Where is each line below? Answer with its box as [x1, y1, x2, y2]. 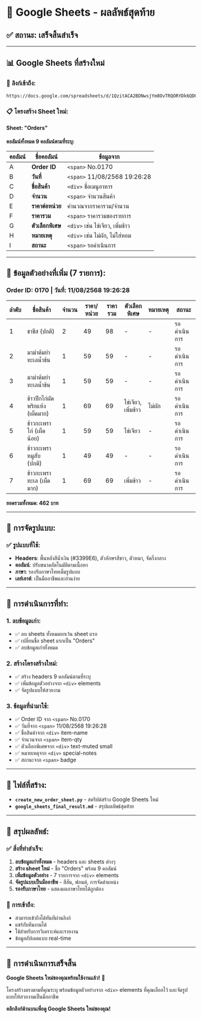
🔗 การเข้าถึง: [6, 900, 35, 909]
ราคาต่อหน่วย [31, 202, 62, 210]
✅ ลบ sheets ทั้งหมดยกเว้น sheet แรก [14, 630, 98, 637]
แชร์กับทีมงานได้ [14, 921, 47, 929]
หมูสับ [26, 451, 41, 460]
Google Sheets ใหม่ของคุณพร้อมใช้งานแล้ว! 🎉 [6, 974, 105, 982]
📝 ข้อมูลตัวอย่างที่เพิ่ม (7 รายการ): [6, 268, 106, 278]
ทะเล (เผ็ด [26, 476, 50, 484]
